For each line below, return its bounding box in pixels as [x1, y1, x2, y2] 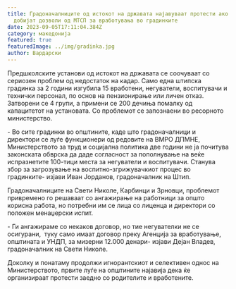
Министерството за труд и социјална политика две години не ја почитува [7, 142, 229, 151]
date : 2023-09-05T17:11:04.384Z [7, 23, 102, 30]
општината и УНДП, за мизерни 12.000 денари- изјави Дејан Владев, [7, 237, 216, 245]
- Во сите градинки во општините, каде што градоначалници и [7, 128, 196, 136]
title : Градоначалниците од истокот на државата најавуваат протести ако [7, 10, 229, 18]
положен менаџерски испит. [7, 209, 94, 217]
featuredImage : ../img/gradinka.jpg [7, 43, 115, 50]
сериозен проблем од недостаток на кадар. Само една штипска [7, 76, 202, 85]
